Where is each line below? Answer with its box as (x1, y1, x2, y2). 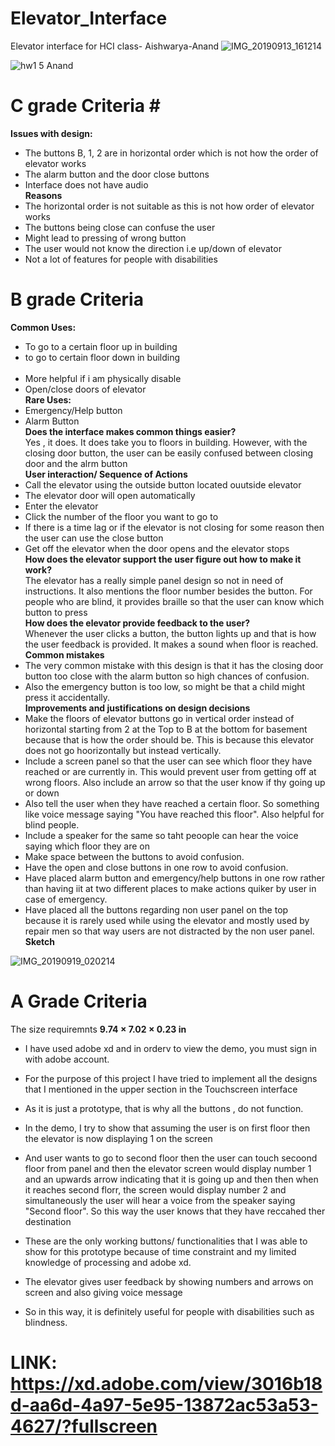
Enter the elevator (24, 500, 99, 512)
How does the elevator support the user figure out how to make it (24, 553, 302, 565)
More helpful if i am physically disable (24, 372, 182, 384)
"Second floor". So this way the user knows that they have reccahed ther (24, 1205, 326, 1217)
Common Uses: (10, 321, 77, 333)
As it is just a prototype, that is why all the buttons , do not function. (24, 1102, 304, 1114)
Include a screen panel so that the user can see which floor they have (24, 755, 313, 767)
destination (24, 1215, 72, 1227)
